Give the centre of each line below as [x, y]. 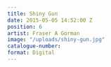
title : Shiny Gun [33, 14]
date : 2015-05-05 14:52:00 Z [50, 20]
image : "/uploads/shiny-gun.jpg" [56, 40]
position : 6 [25, 27]
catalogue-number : [34, 46]
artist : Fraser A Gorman [44, 33]
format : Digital [31, 53]
